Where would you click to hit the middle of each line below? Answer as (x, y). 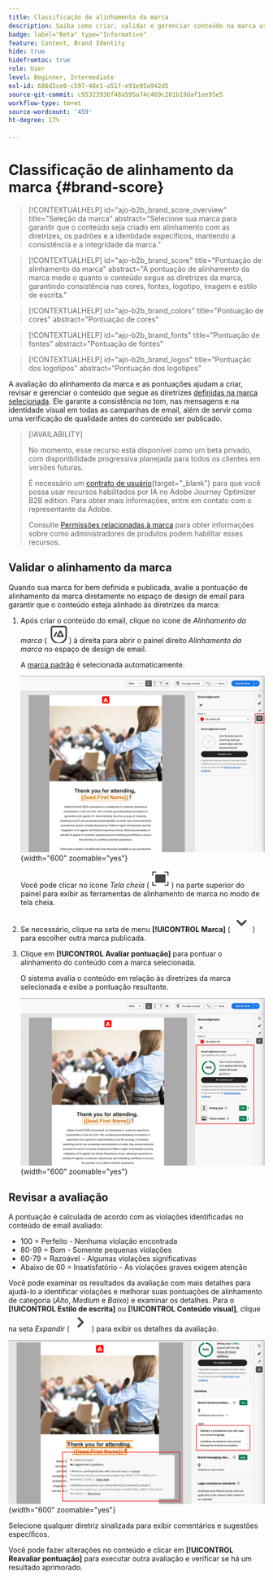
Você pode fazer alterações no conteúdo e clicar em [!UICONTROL (121, 1550)
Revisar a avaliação (58, 1197)
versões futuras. (56, 467)
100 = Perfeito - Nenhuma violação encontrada (99, 1241)
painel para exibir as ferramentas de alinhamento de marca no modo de (140, 893)
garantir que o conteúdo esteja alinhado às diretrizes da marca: (115, 604)
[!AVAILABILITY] (55, 434)
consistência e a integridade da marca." (95, 244)
